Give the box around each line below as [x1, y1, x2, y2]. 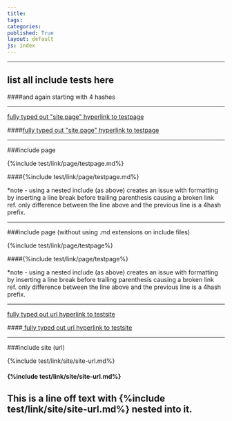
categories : [7, 23, 41, 30]
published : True [7, 29, 54, 37]
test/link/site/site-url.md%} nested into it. [7, 403, 193, 415]
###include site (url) [7, 343, 66, 351]
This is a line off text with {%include [7, 392, 166, 404]
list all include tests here [7, 74, 115, 86]
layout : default [7, 36, 54, 43]
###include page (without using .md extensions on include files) [7, 227, 191, 236]
